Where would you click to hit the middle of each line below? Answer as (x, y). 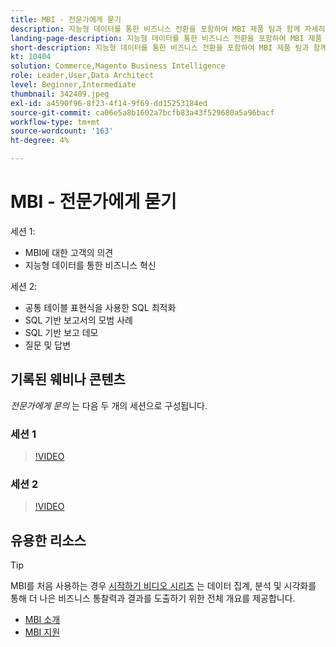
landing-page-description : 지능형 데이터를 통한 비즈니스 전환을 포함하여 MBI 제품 (166, 38)
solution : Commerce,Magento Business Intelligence (118, 66)
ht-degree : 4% (40, 141)
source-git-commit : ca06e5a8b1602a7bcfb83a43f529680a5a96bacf (142, 112)
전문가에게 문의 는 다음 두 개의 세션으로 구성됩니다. (109, 405)
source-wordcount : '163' (62, 131)
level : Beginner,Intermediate (73, 85)
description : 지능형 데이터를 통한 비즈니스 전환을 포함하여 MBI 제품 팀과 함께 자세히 (168, 29)
